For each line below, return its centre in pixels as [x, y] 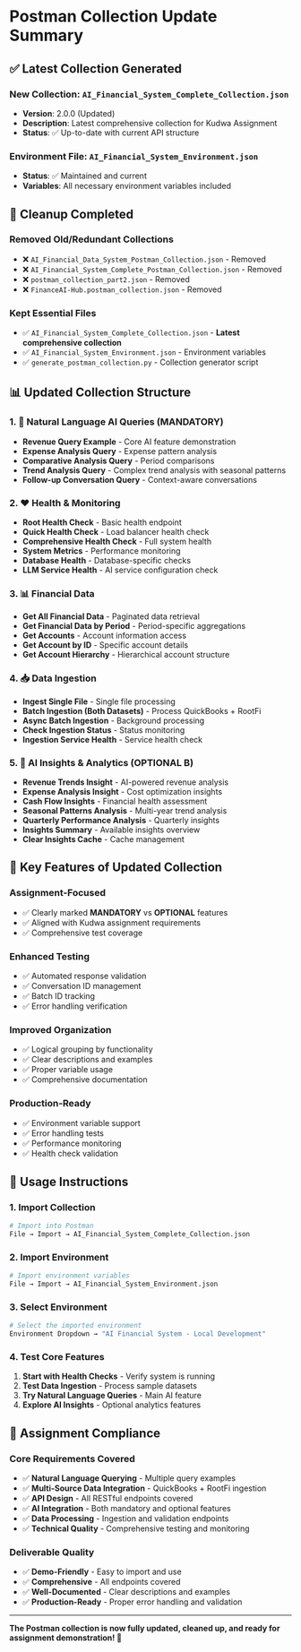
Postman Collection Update [113, 17]
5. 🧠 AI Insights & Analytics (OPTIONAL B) [102, 762]
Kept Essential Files [53, 313]
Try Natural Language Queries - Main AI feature [112, 1396]
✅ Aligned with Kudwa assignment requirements [112, 922]
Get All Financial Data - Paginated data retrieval [111, 616]
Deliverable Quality [52, 1553]
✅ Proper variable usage [68, 1070]
